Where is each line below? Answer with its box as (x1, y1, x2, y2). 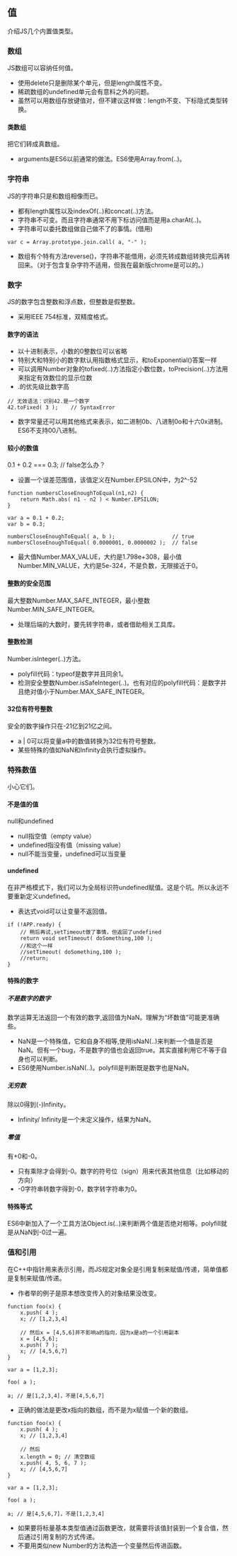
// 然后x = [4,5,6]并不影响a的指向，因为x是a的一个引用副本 (20, 1329, 180, 1336)
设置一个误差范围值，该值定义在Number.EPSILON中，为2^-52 (17, 476, 198, 484)
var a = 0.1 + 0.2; (7, 515, 65, 522)
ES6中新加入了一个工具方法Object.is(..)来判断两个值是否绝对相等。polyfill (7, 1219, 221, 1228)
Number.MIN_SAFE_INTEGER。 (7, 605, 99, 613)
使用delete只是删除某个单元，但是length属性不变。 (17, 79, 166, 87)
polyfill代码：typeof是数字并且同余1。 (17, 669, 127, 678)
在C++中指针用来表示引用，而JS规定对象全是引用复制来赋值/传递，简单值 (7, 1265, 222, 1273)
